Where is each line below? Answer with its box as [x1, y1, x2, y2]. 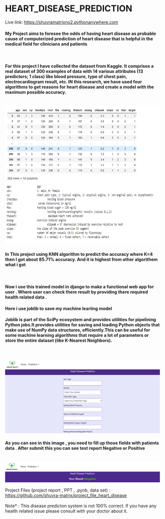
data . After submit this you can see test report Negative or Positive [5, 445, 145, 451]
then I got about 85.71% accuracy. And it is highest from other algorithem [5, 256, 158, 262]
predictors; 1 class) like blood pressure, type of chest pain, [5, 73, 127, 79]
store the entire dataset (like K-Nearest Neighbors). [5, 337, 112, 344]
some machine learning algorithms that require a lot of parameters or [5, 332, 149, 338]
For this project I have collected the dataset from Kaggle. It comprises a [5, 63, 154, 69]
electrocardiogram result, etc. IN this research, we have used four [5, 79, 142, 84]
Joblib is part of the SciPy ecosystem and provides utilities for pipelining [5, 317, 156, 323]
